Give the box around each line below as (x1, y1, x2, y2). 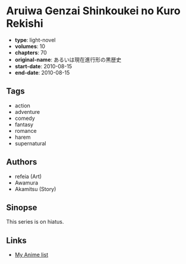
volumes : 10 (14, 43, 46, 50)
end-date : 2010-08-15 (14, 69, 70, 76)
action (14, 102, 31, 109)
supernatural (14, 139, 46, 147)
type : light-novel (14, 36, 56, 43)
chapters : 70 (14, 49, 48, 56)
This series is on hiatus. (6, 218, 64, 225)
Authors (6, 157, 37, 167)
